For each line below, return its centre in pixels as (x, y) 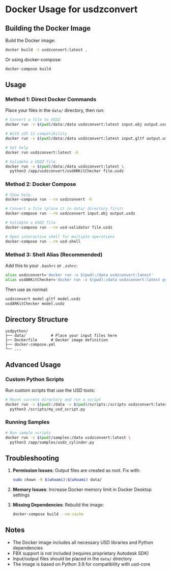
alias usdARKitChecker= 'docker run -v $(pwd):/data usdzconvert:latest (83, 280)
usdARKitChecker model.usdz (35, 304)
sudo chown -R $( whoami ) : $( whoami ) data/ (57, 480)
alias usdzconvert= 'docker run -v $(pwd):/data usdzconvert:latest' (79, 275)
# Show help (18, 195)
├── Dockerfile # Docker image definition (57, 340)
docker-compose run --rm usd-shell (43, 241)
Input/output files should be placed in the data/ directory (72, 558)
